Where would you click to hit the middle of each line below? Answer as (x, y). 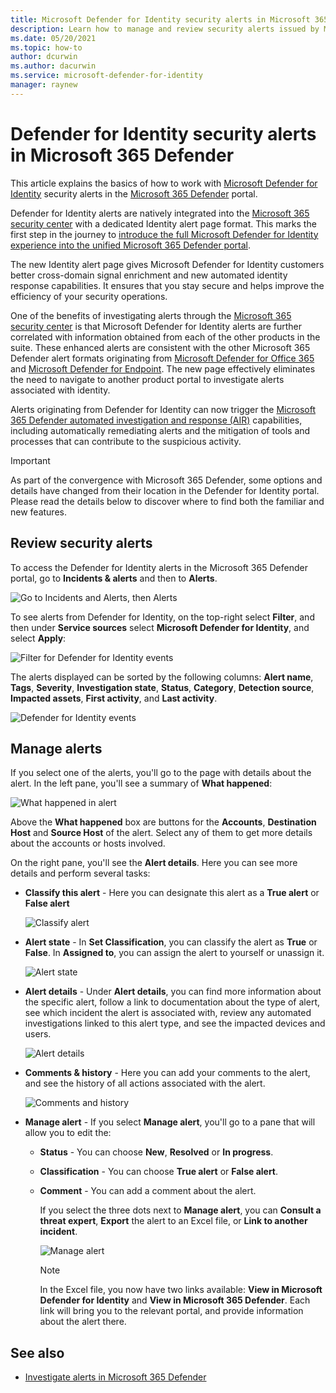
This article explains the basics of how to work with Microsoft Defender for (164, 183)
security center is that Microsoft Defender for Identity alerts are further (156, 326)
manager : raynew (44, 85)
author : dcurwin (44, 57)
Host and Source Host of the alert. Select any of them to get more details (161, 833)
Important (30, 460)
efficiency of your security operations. (89, 296)
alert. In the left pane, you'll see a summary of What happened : (141, 783)
